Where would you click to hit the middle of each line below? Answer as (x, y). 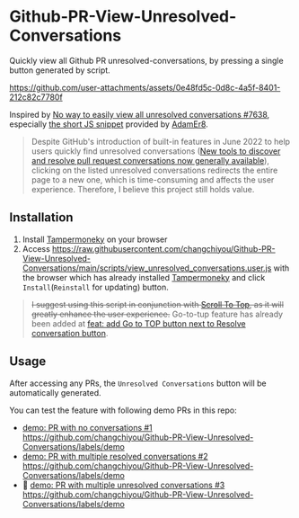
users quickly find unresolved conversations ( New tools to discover (156, 151)
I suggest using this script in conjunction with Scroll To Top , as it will (158, 304)
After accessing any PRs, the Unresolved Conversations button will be (138, 383)
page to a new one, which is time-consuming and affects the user (153, 179)
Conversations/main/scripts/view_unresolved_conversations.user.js (147, 268)
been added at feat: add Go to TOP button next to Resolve (138, 323)
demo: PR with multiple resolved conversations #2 (115, 456)
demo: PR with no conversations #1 (87, 427)
